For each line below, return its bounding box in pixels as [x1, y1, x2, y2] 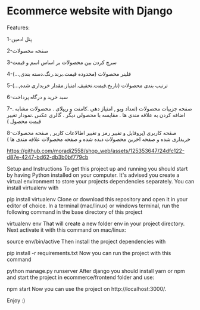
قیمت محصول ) [7, 118, 41, 125]
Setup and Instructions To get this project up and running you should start [7, 165, 188, 172]
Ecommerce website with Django [7, 4, 173, 18]
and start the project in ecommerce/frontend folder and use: [7, 274, 154, 281]
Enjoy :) [7, 297, 26, 304]
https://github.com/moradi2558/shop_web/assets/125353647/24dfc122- [7, 147, 185, 154]
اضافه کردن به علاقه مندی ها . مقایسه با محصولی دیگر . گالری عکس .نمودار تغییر [7, 111, 186, 118]
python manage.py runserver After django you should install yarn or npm [7, 267, 185, 274]
